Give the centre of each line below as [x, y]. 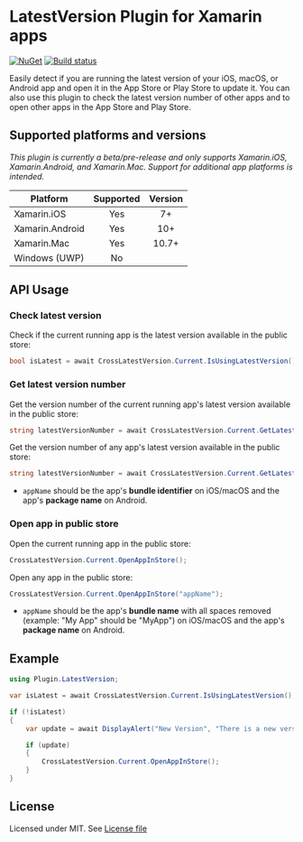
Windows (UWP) [49, 257]
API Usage [39, 290]
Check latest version [55, 316]
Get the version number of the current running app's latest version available [150, 404]
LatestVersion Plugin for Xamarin [136, 17]
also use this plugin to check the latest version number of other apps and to [150, 97]
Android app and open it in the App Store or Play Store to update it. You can [150, 88]
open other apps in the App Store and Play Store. [101, 106]
